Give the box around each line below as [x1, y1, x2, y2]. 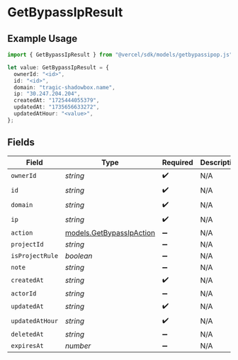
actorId [11, 289, 37, 298]
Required [161, 157, 193, 167]
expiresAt [11, 342, 44, 349]
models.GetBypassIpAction [64, 227, 156, 237]
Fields [7, 136, 35, 149]
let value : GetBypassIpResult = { [7, 64, 110, 71]
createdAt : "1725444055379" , [13, 97, 100, 104]
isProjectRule [11, 252, 59, 259]
